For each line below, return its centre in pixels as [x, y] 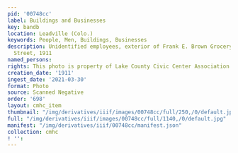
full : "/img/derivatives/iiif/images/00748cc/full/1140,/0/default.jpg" [117, 118]
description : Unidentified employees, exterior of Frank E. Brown [107, 47]
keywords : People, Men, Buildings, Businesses [77, 40]
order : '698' [27, 99]
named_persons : [30, 60]
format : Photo [28, 86]
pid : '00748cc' [30, 14]
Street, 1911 [33, 54]
